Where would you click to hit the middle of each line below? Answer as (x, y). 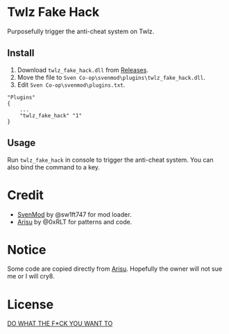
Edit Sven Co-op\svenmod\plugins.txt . (71, 85)
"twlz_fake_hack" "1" (51, 115)
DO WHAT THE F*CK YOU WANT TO (60, 324)
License (31, 304)
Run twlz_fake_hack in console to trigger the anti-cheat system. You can (110, 160)
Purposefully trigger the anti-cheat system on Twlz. (81, 31)
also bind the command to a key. (54, 167)
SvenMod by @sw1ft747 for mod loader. (74, 214)
